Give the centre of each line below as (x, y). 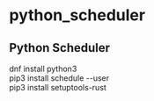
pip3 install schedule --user (59, 78)
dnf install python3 (43, 69)
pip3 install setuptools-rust (58, 87)
